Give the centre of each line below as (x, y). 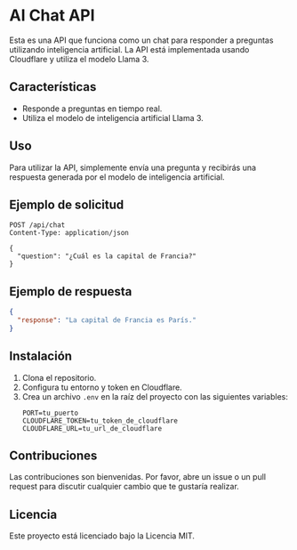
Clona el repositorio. (59, 377)
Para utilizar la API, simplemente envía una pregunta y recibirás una (132, 167)
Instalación (41, 356)
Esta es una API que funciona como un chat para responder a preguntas (141, 40)
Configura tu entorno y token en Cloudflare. (102, 387)
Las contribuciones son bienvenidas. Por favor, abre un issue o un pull (138, 477)
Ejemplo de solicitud (67, 204)
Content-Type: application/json (69, 233)
